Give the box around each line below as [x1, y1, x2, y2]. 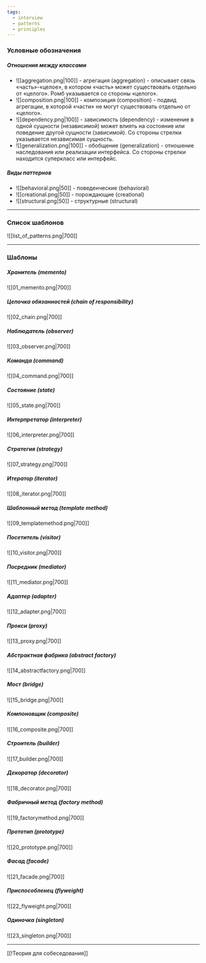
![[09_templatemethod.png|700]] [7, 520, 89, 527]
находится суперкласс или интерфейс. [15, 155, 118, 162]
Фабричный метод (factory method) [7, 798, 103, 806]
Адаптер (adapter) [7, 592, 57, 600]
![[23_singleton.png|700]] [7, 932, 72, 939]
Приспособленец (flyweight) [7, 887, 84, 894]
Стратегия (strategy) [7, 445, 63, 452]
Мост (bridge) [7, 681, 44, 688]
